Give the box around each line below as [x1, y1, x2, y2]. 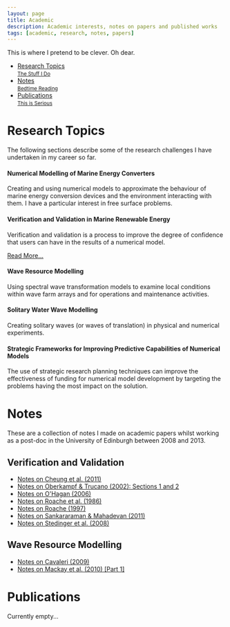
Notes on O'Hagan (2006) [17, 489, 92, 497]
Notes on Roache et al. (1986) [17, 497, 102, 505]
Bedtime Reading [17, 85, 59, 92]
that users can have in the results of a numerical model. [7, 238, 166, 246]
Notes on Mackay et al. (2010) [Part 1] [17, 565, 125, 573]
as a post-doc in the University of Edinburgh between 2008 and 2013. [7, 436, 206, 445]
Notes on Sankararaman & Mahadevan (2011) [17, 511, 146, 520]
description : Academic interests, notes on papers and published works [7, 23, 218, 30]
